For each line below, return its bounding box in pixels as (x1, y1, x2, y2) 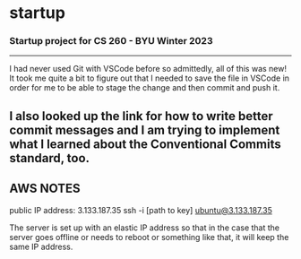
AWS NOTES (9, 181, 81, 196)
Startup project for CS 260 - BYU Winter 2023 (9, 35, 213, 47)
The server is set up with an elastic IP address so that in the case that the (9, 222, 280, 233)
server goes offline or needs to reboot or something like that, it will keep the (9, 231, 289, 242)
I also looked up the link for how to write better (9, 108, 273, 124)
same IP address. (9, 241, 73, 252)
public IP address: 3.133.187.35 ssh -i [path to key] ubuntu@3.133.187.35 (9, 204, 273, 215)
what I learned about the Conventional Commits (9, 136, 281, 151)
